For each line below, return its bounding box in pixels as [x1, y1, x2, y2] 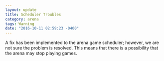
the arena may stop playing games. [5, 50, 77, 56]
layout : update [5, 7, 37, 12]
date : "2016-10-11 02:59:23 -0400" [5, 26, 79, 31]
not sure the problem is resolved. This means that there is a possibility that [5, 45, 159, 51]
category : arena [5, 16, 39, 21]
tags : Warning [5, 21, 35, 26]
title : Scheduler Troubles [5, 12, 61, 17]
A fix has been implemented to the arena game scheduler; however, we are [5, 39, 160, 45]
